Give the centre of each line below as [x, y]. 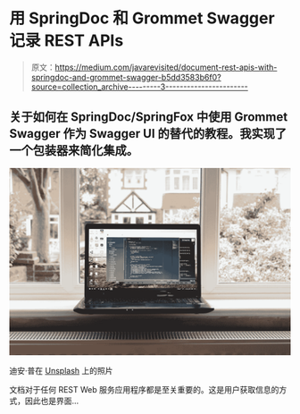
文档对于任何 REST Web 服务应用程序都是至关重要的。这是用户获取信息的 [144, 390]
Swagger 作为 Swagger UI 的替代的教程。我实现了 [148, 134]
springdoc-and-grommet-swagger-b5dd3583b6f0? [126, 77]
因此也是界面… [52, 401]
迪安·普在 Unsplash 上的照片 [61, 371]
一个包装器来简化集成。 [74, 151]
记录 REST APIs [67, 41]
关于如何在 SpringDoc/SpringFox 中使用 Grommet [149, 117]
